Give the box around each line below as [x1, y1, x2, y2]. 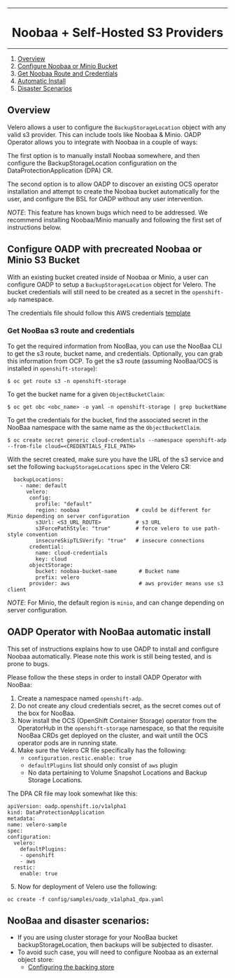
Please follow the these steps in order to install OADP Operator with [7, 673, 202, 682]
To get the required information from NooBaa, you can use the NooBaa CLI [7, 342, 222, 350]
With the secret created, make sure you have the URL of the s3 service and [7, 455, 224, 463]
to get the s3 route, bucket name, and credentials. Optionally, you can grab [7, 349, 223, 357]
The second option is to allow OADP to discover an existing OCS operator [7, 180, 219, 188]
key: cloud [35, 555, 68, 563]
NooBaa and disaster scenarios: [7, 915, 150, 927]
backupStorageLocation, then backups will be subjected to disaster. [17, 941, 213, 949]
